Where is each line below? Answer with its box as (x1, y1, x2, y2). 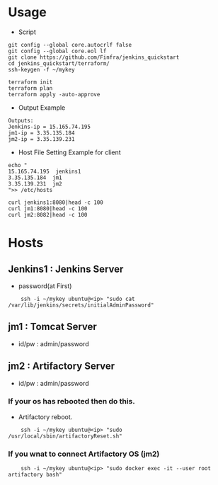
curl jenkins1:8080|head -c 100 (8, 199, 103, 206)
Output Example (18, 103, 66, 112)
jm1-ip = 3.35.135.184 (8, 129, 75, 137)
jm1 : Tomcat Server (8, 321, 98, 333)
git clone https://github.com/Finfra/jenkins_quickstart (8, 54, 180, 61)
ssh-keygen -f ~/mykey (8, 66, 75, 73)
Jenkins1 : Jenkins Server (8, 263, 124, 275)
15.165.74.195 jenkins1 (8, 168, 81, 175)
